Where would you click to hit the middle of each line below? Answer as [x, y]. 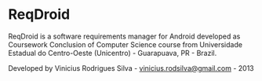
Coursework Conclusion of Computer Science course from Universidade [126, 44]
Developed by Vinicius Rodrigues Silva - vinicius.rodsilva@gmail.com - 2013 [131, 68]
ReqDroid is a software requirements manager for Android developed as [124, 36]
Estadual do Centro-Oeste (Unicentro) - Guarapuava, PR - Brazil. [113, 53]
